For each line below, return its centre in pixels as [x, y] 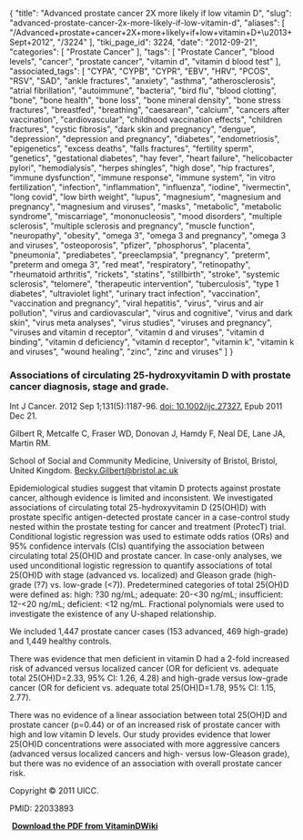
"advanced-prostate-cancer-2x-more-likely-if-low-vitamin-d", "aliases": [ [147, 23]
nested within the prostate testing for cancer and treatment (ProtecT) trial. [148, 527]
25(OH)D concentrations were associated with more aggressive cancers [145, 744]
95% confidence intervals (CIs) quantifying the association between [137, 546]
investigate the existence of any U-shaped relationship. [113, 614]
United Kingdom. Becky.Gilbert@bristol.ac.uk [94, 471]
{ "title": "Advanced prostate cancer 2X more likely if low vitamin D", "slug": [151, 13]
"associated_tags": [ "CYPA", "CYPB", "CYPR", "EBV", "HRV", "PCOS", [140, 71]
